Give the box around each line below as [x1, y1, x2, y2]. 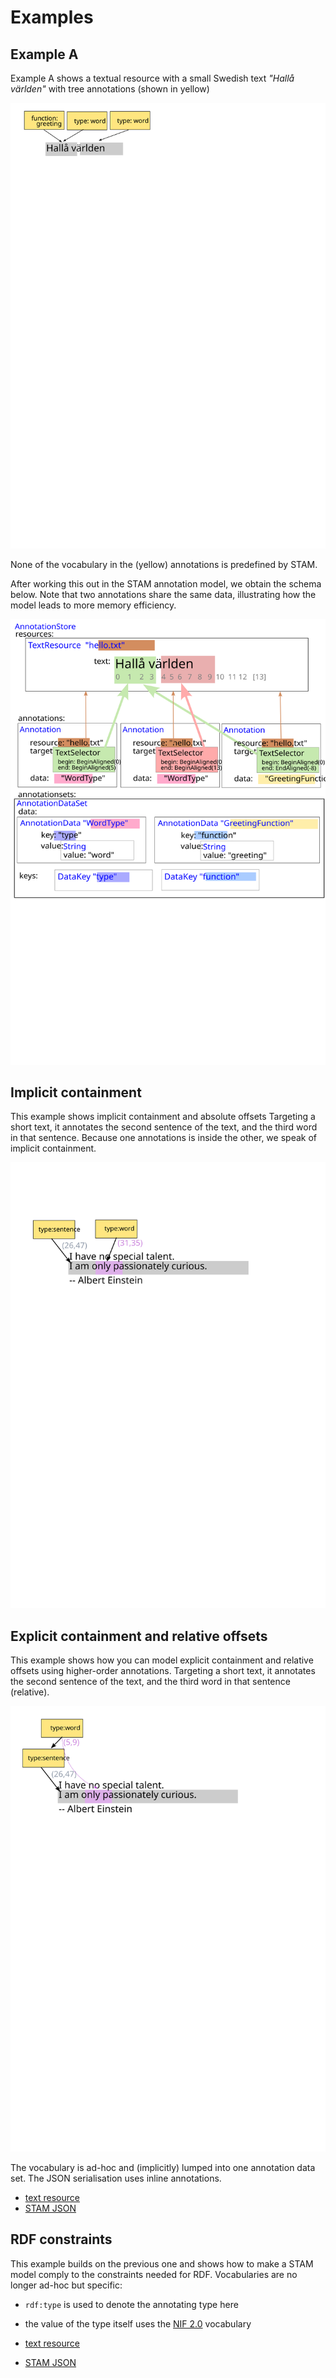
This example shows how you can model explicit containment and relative [10, 1654, 314, 1666]
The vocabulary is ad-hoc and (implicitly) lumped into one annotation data [10, 2161, 316, 2173]
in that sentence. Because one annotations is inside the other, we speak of [10, 1132, 317, 1144]
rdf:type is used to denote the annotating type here [24, 2298, 239, 2310]
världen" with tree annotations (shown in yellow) [10, 83, 210, 95]
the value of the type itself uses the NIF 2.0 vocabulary [24, 2317, 252, 2330]
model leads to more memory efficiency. [10, 599, 177, 611]
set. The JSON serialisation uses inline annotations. [10, 2172, 222, 2184]
